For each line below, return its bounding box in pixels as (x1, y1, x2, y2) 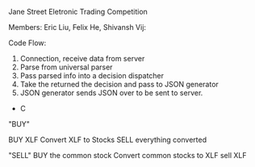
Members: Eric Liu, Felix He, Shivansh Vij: (8, 23, 147, 31)
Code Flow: (8, 38, 47, 48)
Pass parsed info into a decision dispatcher (19, 71, 164, 80)
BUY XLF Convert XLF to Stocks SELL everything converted (8, 135, 207, 144)
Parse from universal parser (19, 62, 113, 72)
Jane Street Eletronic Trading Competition (8, 7, 148, 16)
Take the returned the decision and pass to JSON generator (19, 80, 219, 89)
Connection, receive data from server (19, 54, 145, 63)
